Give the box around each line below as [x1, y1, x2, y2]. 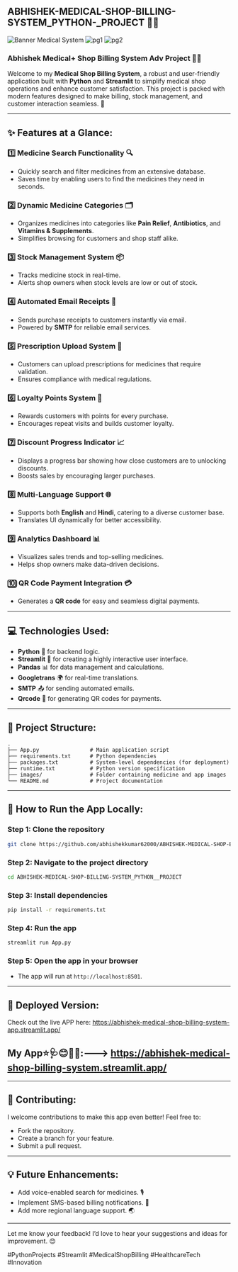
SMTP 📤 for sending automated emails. [17, 684, 135, 693]
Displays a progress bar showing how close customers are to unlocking [17, 456, 227, 465]
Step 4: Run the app [7, 923, 76, 933]
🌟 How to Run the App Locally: [7, 804, 144, 816]
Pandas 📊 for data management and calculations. [17, 663, 164, 672]
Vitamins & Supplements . [17, 227, 94, 235]
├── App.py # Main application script [7, 747, 170, 754]
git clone [7, 840, 37, 848]
